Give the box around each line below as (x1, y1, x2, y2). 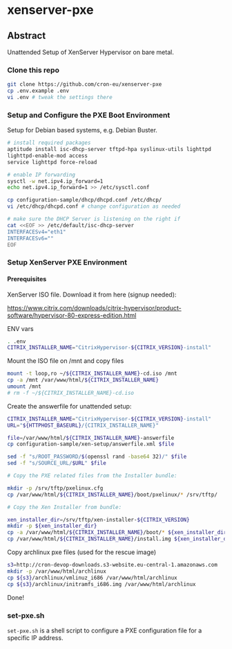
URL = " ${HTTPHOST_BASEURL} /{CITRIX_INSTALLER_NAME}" (7, 422, 159, 429)
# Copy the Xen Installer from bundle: (7, 504, 122, 510)
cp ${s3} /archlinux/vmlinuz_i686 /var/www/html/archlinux (7, 574, 177, 581)
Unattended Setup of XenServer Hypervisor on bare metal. (7, 48, 174, 56)
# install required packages (7, 139, 91, 147)
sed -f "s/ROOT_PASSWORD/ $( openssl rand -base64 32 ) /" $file (7, 453, 187, 461)
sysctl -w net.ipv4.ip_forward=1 (7, 177, 104, 185)
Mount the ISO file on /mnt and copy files (7, 357, 124, 365)
